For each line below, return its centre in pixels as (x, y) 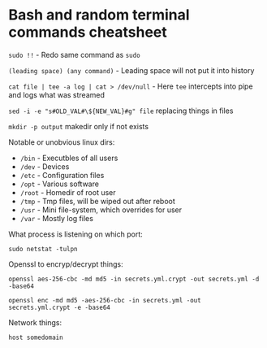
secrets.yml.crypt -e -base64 (60, 307)
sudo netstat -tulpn (43, 249)
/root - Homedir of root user (68, 192)
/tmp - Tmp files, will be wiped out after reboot (98, 201)
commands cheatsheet (88, 32)
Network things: (35, 322)
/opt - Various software (60, 184)
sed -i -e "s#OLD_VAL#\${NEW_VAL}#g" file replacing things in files (121, 111)
